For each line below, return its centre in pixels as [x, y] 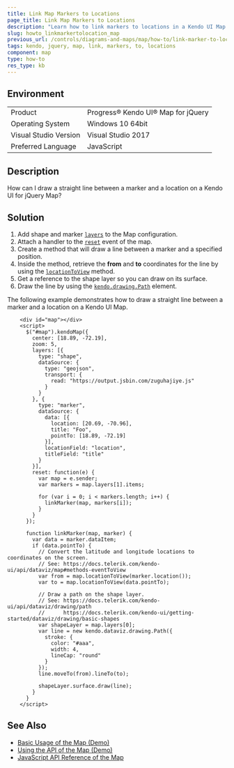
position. [30, 257]
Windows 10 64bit [117, 124]
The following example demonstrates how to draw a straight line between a [115, 300]
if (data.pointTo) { [62, 546]
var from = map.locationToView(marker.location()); [115, 576]
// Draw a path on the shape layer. [91, 595]
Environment [36, 94]
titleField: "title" [74, 454]
